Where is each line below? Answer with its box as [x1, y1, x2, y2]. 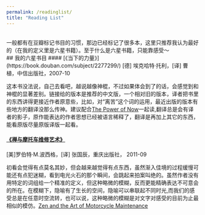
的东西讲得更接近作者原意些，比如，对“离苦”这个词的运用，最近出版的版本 [6, 97, 193, 105]
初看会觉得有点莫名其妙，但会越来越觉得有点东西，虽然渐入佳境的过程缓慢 [6, 164, 193, 171]
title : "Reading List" [6, 15, 64, 21]
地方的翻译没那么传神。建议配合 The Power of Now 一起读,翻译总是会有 [11, 105, 189, 113]
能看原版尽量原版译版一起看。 [6, 121, 81, 128]
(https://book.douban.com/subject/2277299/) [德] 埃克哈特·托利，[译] [6, 62, 182, 69]
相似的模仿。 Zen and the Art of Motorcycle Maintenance [6, 202, 148, 209]
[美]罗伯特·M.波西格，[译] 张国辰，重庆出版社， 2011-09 [6, 151, 147, 158]
